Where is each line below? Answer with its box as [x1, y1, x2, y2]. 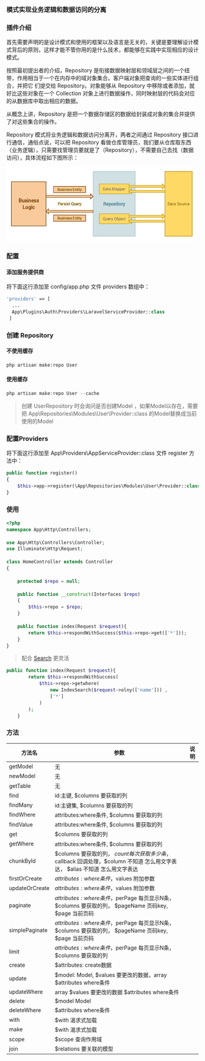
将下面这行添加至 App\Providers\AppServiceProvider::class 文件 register [6, 449, 188, 457]
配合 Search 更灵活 [21, 654, 70, 662]
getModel [9, 763, 34, 770]
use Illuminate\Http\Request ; [6, 546, 84, 552]
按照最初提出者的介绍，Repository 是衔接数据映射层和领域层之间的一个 [6, 67, 185, 74]
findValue [9, 820, 34, 828]
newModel [9, 773, 35, 780]
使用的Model [21, 418, 54, 425]
